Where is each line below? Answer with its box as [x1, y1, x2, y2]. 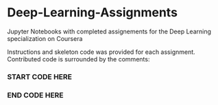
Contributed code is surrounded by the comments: [7, 55, 150, 63]
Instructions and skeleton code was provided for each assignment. [7, 48, 195, 56]
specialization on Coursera [7, 34, 83, 42]
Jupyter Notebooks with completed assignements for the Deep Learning [7, 27, 211, 35]
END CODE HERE [7, 90, 64, 100]
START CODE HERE [7, 72, 72, 81]
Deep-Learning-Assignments [7, 5, 178, 20]
